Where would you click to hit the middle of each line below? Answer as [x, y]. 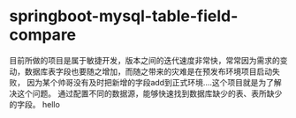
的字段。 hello [34, 104]
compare [43, 35]
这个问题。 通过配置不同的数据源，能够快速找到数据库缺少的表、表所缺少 [149, 93]
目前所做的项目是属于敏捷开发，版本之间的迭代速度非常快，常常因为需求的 [144, 60]
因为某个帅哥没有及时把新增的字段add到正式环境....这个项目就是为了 [150, 82]
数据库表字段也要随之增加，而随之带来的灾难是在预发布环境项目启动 [148, 71]
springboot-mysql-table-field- [124, 16]
